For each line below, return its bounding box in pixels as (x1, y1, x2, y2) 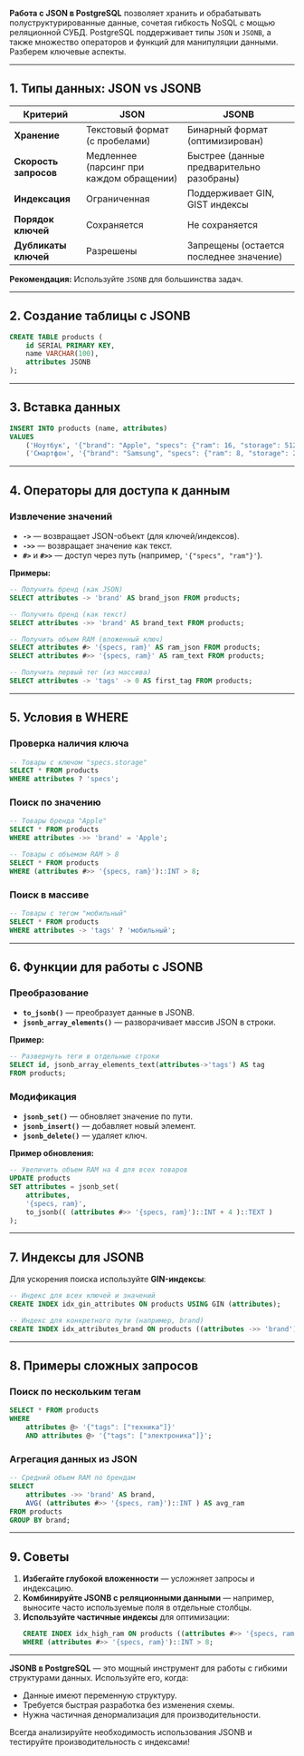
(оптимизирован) (186, 134, 264, 147)
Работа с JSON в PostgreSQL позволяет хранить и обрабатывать (9, 8, 261, 18)
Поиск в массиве (9, 888, 90, 901)
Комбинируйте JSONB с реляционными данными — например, (22, 1593, 275, 1604)
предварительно (186, 161, 261, 173)
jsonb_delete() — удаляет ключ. (22, 1130, 147, 1142)
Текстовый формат (85, 123, 169, 135)
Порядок (14, 212, 54, 225)
